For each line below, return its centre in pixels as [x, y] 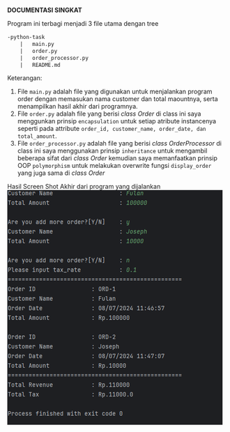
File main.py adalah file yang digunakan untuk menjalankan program [115, 91]
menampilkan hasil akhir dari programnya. [77, 106]
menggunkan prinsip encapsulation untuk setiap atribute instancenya [117, 121]
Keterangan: [25, 78]
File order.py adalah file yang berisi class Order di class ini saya [109, 114]
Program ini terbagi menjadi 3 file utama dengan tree [83, 23]
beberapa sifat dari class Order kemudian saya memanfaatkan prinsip [117, 158]
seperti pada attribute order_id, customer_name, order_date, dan [112, 129]
